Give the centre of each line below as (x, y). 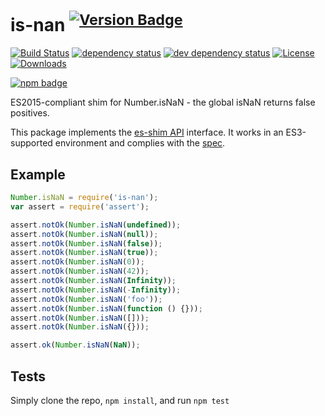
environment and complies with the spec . (140, 143)
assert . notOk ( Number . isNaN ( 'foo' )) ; (86, 299)
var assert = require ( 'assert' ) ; (80, 206)
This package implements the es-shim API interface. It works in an (147, 132)
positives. (30, 113)
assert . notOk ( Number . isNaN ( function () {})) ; (106, 308)
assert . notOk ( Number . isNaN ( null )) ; (84, 234)
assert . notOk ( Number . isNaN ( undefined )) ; (96, 225)
